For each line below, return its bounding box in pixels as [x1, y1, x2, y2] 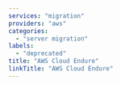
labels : [8, 42, 35, 50]
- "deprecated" [15, 49, 67, 57]
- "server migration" [15, 34, 89, 43]
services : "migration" [8, 11, 85, 20]
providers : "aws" [8, 19, 67, 28]
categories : [8, 27, 48, 35]
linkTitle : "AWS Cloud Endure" [8, 65, 114, 73]
